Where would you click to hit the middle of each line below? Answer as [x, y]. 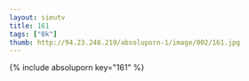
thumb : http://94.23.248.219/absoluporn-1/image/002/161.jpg [125, 42]
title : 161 [29, 26]
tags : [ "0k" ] [33, 34]
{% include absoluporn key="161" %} [77, 68]
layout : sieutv [37, 17]
